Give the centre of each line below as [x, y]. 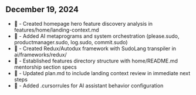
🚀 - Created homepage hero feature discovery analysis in [83, 23]
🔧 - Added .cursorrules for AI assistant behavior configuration [89, 85]
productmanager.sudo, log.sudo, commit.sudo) [71, 42]
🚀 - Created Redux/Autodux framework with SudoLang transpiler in [95, 48]
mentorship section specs [45, 67]
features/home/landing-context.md [56, 30]
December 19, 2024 [42, 10]
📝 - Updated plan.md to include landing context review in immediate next [102, 73]
